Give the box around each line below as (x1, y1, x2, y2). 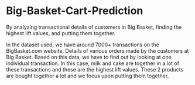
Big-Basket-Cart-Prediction (6, 4, 143, 18)
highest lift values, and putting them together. (6, 29, 116, 36)
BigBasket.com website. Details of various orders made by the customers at (6, 47, 189, 54)
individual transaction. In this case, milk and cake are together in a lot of (6, 60, 180, 67)
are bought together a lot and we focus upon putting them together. (6, 72, 169, 79)
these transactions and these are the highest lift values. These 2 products (6, 66, 184, 73)
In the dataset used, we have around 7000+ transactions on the (6, 41, 159, 48)
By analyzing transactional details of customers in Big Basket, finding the (6, 23, 182, 30)
